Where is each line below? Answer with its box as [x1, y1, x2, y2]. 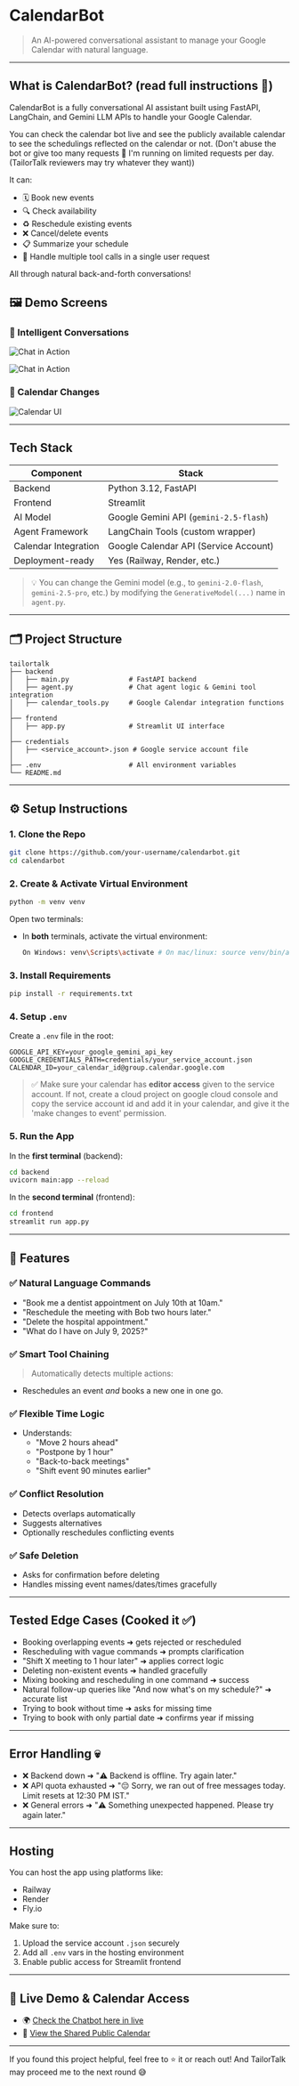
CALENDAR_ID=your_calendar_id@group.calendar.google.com [9, 1063, 225, 1072]
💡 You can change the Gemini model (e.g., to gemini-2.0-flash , [30, 577, 264, 587]
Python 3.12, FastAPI [108, 481, 198, 494]
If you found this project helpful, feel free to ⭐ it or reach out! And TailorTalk [9, 2054, 287, 2065]
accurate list [21, 1693, 69, 1704]
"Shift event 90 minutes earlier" [35, 1466, 151, 1476]
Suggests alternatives [21, 1517, 102, 1528]
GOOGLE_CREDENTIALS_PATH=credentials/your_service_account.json [9, 1055, 253, 1064]
